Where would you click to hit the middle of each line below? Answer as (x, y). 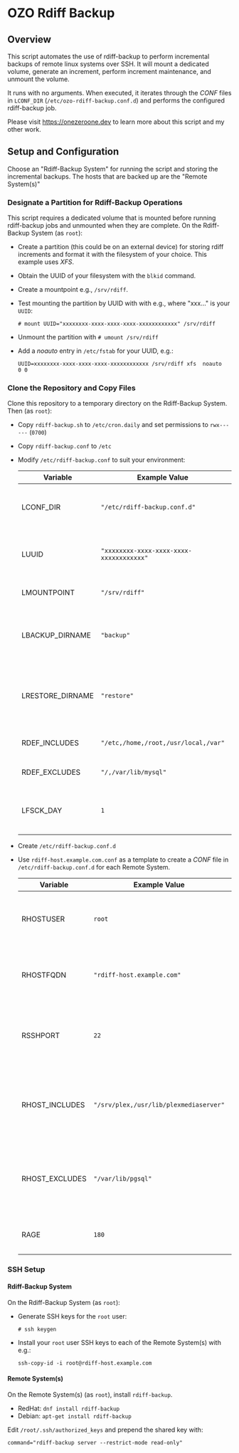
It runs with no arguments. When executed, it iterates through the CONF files (119, 93)
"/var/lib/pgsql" (123, 1179)
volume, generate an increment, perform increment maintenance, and (109, 72)
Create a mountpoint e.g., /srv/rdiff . (73, 290)
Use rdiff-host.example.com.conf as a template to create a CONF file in (123, 860)
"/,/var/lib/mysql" (134, 772)
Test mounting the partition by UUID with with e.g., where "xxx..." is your (124, 303)
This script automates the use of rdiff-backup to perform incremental (108, 56)
